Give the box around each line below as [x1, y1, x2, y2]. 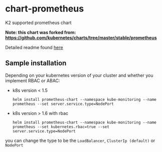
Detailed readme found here [5, 44, 64, 50]
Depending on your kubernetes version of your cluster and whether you [5, 72, 153, 78]
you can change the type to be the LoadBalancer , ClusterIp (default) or [5, 137, 155, 143]
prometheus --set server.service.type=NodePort [12, 101, 114, 106]
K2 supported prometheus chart [5, 20, 72, 26]
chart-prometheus [5, 3, 84, 15]
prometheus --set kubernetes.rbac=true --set [12, 124, 109, 129]
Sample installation [5, 59, 67, 68]
